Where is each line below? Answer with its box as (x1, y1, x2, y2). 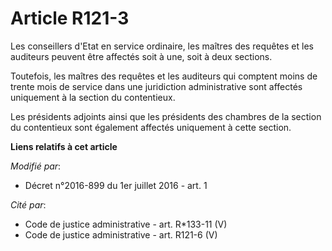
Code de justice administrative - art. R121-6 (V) (24, 228, 218, 241)
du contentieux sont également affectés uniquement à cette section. (10, 121, 292, 133)
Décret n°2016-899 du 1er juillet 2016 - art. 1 (24, 179, 208, 191)
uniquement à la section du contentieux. (10, 91, 176, 103)
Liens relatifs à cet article (10, 140, 118, 152)
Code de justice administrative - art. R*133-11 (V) (24, 218, 228, 230)
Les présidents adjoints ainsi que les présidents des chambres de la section (10, 110, 322, 122)
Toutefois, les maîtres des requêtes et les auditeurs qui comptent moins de (10, 70, 318, 82)
